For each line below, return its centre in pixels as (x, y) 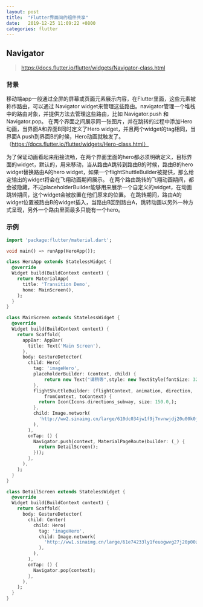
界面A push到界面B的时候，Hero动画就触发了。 (65, 137)
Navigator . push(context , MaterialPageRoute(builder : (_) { (109, 441)
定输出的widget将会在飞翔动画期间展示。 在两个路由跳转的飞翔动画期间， (98, 180)
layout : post (23, 12)
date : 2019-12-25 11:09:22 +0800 (51, 23)
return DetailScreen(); (68, 447)
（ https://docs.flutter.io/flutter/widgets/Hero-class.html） (78, 144)
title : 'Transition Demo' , (56, 284)
